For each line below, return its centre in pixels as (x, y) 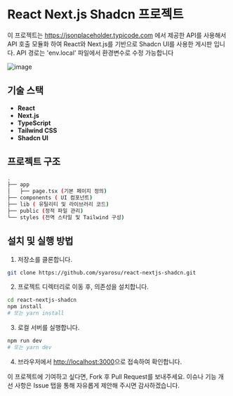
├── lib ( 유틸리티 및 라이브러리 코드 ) (58, 204)
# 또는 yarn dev (29, 347)
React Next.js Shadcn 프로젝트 (95, 14)
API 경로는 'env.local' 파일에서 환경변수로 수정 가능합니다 (95, 53)
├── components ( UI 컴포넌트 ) (50, 198)
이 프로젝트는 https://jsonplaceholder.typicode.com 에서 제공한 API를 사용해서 (117, 35)
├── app (19, 185)
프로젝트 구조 (34, 162)
